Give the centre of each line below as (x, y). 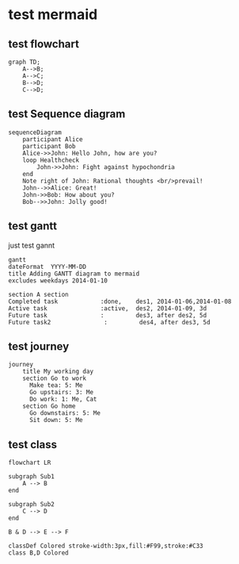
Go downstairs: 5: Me (65, 413)
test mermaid (53, 15)
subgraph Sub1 (32, 477)
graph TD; (25, 62)
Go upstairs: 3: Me (61, 393)
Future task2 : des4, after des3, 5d (110, 322)
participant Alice (53, 139)
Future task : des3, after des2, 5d (108, 315)
